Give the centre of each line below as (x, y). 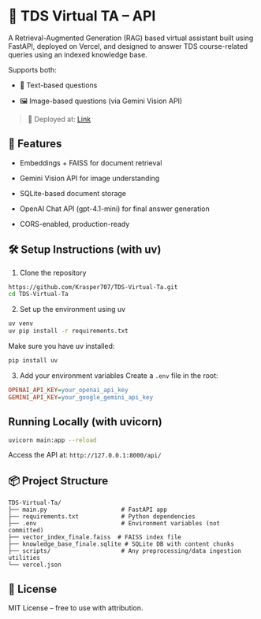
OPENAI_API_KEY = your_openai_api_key (68, 390)
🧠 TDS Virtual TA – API (82, 16)
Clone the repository (53, 272)
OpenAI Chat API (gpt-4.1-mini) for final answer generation (115, 209)
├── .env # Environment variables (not (114, 524)
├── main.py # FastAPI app (88, 510)
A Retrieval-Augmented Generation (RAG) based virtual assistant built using (131, 38)
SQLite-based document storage (73, 193)
